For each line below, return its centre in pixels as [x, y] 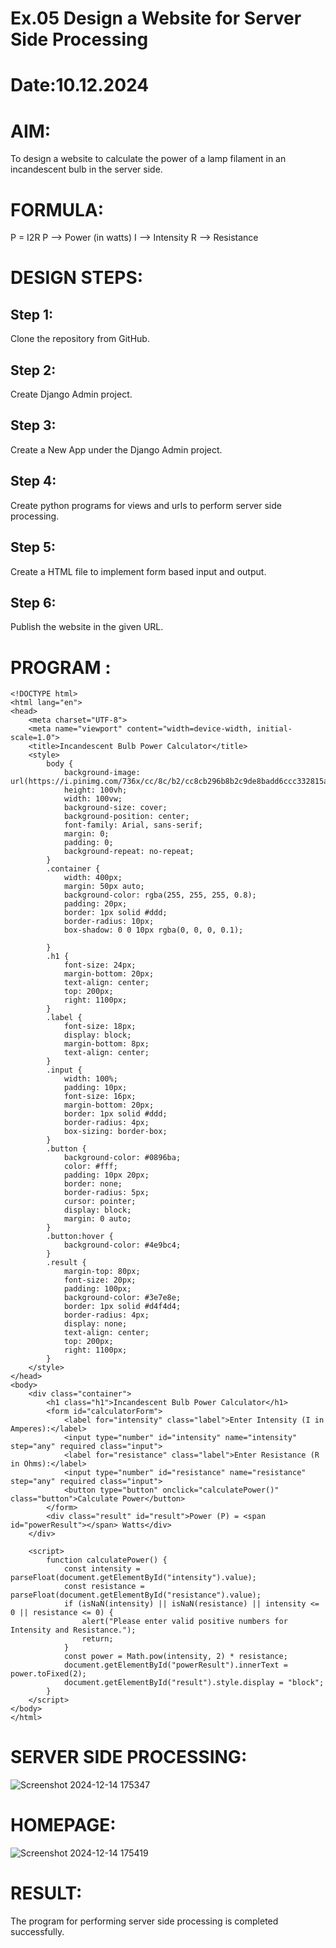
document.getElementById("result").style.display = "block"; [194, 1683]
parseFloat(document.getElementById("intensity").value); [133, 1578]
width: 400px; [93, 878]
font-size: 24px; [100, 965]
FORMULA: [57, 209]
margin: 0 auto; [97, 1219]
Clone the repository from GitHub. [80, 339]
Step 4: [33, 481]
